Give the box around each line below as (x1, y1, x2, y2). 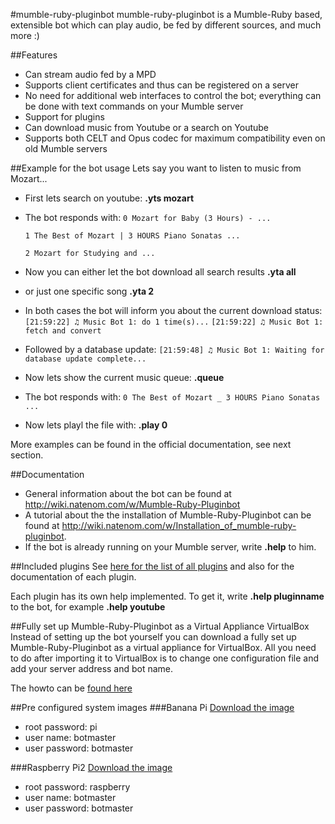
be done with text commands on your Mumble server (24, 100, 244, 112)
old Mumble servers (24, 143, 108, 154)
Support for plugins (24, 111, 105, 123)
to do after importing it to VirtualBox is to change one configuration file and (10, 652, 320, 664)
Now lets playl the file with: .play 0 (24, 419, 168, 431)
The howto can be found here (10, 682, 133, 694)
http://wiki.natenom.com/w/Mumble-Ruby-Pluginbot (24, 499, 241, 510)
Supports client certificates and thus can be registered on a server (24, 79, 300, 91)
